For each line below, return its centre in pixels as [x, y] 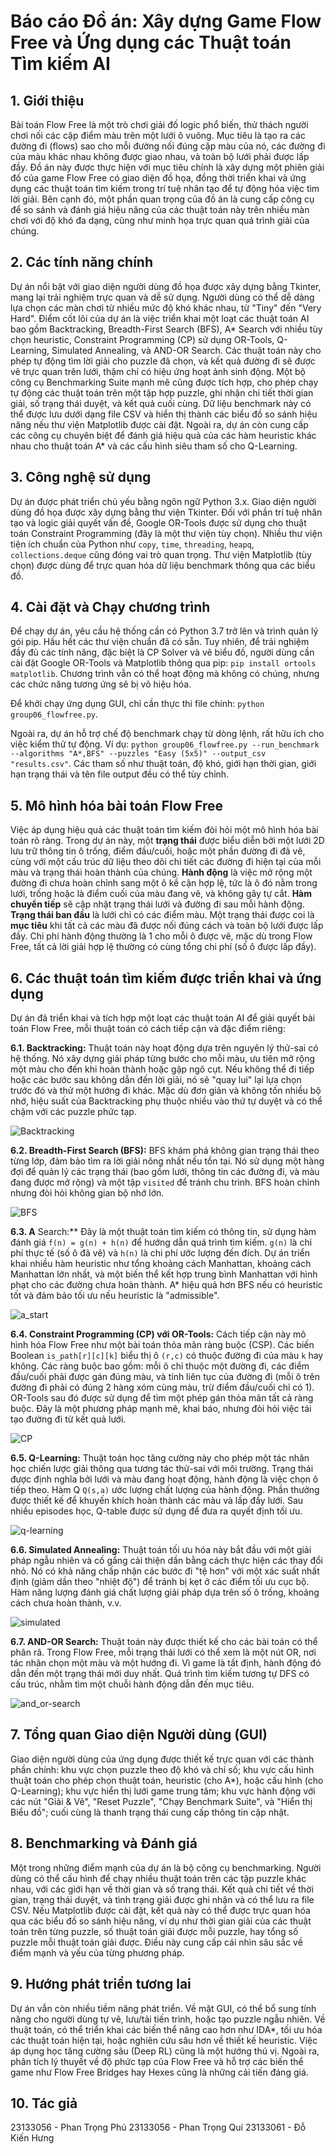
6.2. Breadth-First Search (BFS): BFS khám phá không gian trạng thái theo [165, 1151]
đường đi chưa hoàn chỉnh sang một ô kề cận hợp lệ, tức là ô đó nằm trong [164, 883]
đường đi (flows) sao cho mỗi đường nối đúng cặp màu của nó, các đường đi [168, 146]
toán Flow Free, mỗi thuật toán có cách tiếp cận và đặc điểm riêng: [148, 1029]
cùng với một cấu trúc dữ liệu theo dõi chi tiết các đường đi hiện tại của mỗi [166, 862]
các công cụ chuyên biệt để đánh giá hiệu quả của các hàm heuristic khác [163, 435]
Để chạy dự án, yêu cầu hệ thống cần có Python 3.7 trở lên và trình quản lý [164, 631]
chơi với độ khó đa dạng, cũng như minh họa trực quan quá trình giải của [160, 220]
